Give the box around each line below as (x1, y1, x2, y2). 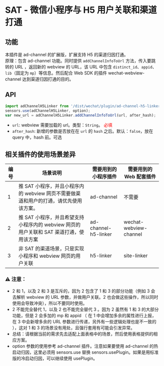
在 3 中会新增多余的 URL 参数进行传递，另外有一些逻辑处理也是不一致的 (12, 318, 157, 324)
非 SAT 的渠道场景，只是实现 (18, 245, 84, 252)
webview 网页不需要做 (24, 190, 76, 197)
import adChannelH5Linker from (5, 103, 69, 108)
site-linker (123, 252, 148, 259)
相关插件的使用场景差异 (5, 150, 76, 158)
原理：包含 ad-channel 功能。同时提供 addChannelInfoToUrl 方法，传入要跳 (5, 58, 156, 64)
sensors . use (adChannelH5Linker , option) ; (5, 108, 91, 113)
